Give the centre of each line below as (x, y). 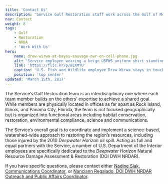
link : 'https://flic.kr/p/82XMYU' (50, 65)
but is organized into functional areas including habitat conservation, (76, 115)
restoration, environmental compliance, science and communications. (77, 120)
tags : (11, 28)
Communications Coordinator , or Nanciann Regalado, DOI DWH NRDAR (78, 171)
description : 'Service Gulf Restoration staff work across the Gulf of (81, 14)
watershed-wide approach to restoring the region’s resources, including (79, 135)
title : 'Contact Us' (27, 10)
